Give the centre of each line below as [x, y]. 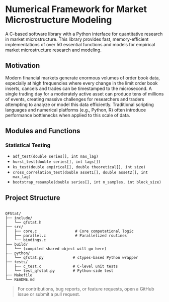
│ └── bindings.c [26, 240]
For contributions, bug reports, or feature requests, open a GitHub [86, 289]
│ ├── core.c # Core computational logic [70, 231]
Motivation [23, 66]
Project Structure [33, 198]
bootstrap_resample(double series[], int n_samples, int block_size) [87, 182]
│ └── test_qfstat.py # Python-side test [59, 271]
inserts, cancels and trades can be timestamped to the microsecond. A [78, 88]
